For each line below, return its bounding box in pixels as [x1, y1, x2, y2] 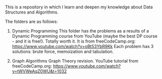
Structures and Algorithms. [5, 9, 59, 15]
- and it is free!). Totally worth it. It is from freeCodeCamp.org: [12, 38, 136, 44]
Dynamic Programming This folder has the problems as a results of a [12, 28, 149, 33]
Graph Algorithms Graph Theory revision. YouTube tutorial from [12, 58, 139, 63]
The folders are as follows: [5, 19, 58, 24]
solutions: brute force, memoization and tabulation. [12, 48, 114, 54]
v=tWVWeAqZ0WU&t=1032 [12, 68, 67, 74]
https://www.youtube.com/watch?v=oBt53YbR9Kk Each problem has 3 [12, 44, 154, 49]
